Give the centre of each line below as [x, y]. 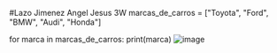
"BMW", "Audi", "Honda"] [55, 22]
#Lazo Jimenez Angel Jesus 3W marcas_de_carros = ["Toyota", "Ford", [139, 13]
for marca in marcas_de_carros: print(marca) [90, 39]
